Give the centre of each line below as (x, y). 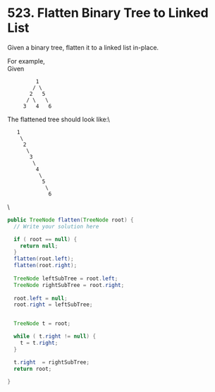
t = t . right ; (39, 343)
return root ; (33, 369)
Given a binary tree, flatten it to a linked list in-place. (83, 47)
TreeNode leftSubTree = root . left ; (66, 278)
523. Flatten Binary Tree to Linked (108, 13)
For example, (26, 61)
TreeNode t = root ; (42, 324)
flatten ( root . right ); (45, 266)
